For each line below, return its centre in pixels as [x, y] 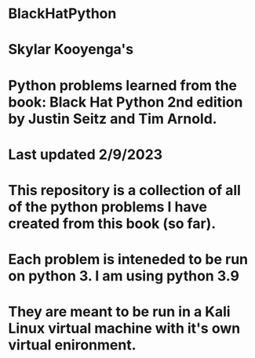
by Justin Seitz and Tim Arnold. [113, 119]
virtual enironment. [72, 345]
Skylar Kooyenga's [71, 50]
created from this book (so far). [112, 223]
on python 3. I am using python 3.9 [124, 276]
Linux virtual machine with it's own [124, 329]
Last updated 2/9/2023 [86, 154]
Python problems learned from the [123, 85]
